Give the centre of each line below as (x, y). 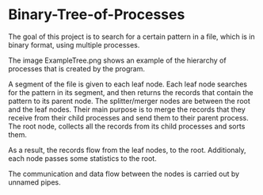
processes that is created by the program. (76, 68)
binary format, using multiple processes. (74, 44)
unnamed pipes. (34, 182)
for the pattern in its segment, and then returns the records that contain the (131, 92)
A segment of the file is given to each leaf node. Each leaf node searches (128, 84)
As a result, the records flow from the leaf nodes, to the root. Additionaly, (128, 150)
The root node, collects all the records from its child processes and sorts (127, 126)
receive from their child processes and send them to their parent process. (129, 117)
